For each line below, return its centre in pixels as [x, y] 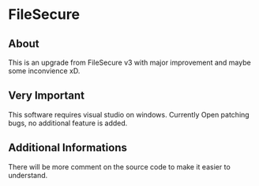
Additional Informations [68, 148]
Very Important [47, 96]
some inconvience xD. [44, 71]
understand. [28, 175]
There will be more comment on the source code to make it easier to [119, 166]
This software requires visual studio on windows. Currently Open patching [129, 114]
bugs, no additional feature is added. [68, 123]
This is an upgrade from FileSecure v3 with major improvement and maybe [129, 62]
